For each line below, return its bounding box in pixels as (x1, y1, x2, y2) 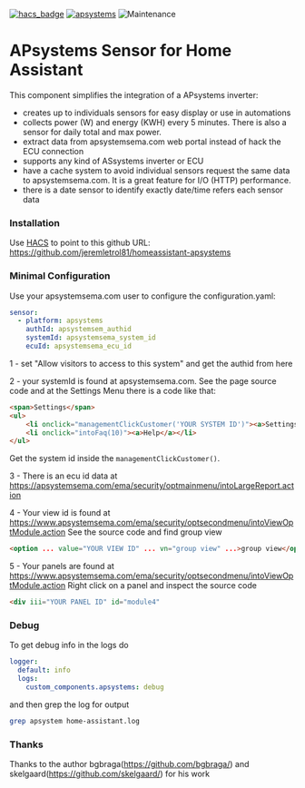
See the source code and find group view (67, 527, 222, 537)
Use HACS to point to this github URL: (9, 237, 151, 249)
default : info (17, 665, 71, 675)
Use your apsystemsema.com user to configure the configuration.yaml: (9, 291, 276, 301)
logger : (9, 657, 39, 666)
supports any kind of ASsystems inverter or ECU (22, 155, 204, 166)
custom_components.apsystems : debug (25, 682, 165, 692)
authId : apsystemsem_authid (25, 325, 132, 334)
